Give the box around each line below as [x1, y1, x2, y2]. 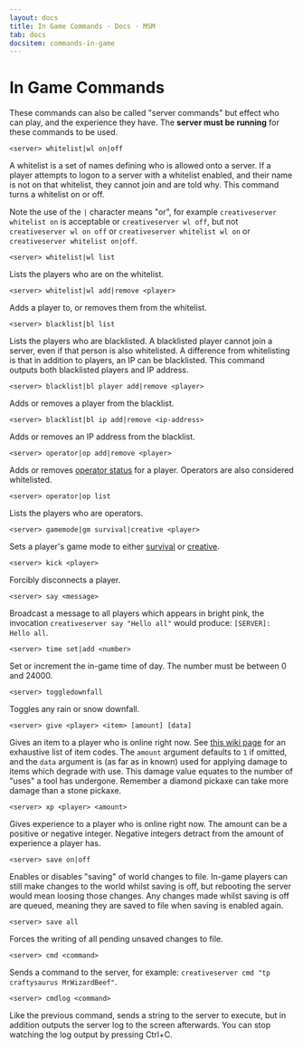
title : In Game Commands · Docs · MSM [9, 22, 156, 31]
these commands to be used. [9, 127, 118, 138]
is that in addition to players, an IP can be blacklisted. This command [9, 355, 265, 366]
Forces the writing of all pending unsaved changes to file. [9, 934, 223, 945]
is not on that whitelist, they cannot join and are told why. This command [9, 179, 279, 190]
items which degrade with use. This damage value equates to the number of [9, 766, 294, 777]
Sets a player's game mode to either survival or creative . [9, 541, 220, 553]
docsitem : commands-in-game [9, 38, 116, 48]
